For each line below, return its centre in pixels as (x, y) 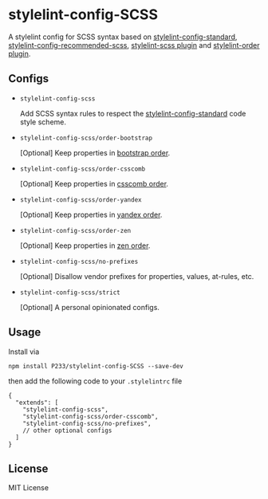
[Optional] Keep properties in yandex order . (91, 214)
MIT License (29, 488)
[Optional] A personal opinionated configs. (89, 307)
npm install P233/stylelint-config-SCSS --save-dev (96, 366)
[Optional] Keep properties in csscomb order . (94, 183)
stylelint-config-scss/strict (70, 293)
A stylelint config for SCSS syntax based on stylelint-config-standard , (123, 37)
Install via (24, 352)
